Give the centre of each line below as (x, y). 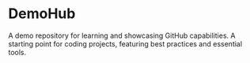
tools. (17, 52)
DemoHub (42, 14)
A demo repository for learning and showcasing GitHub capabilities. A (122, 35)
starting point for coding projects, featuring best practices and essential (125, 43)
